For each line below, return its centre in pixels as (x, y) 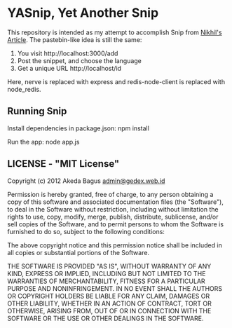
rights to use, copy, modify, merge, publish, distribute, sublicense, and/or (113, 217)
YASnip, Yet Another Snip (83, 13)
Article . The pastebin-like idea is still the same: (75, 39)
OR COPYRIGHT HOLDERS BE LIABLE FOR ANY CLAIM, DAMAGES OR (109, 296)
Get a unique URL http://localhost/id (69, 68)
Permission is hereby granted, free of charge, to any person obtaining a (110, 194)
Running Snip (37, 111)
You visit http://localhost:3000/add (68, 53)
